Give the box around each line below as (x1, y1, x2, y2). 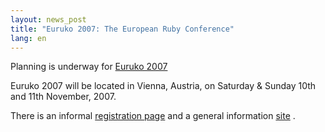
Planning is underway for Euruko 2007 (10, 61, 168, 73)
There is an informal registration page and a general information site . (10, 110, 296, 122)
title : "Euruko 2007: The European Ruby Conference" (10, 24, 235, 34)
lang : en (10, 33, 47, 43)
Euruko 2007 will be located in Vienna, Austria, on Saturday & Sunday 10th (10, 80, 317, 92)
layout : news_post (10, 14, 87, 25)
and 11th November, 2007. (10, 91, 117, 103)
